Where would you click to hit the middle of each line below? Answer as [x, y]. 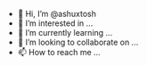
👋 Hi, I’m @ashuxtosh [57, 14]
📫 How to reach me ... [59, 52]
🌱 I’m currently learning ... [65, 33]
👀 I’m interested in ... [55, 23]
